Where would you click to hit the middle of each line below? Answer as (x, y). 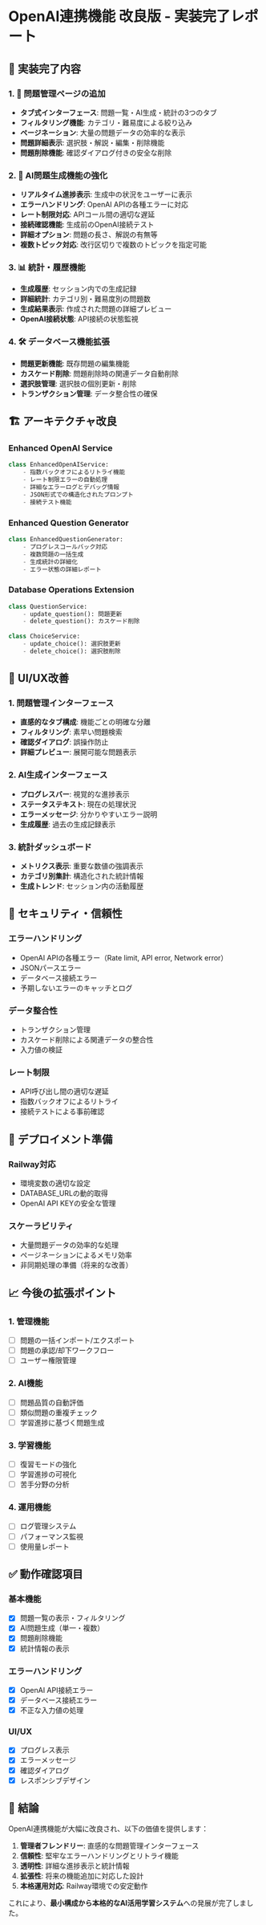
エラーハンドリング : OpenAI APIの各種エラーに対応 (104, 205)
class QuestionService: (48, 606)
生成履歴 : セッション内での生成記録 (78, 289)
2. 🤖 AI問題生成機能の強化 (58, 175)
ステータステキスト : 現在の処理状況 (78, 804)
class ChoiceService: (44, 636)
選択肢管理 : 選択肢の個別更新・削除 (78, 383)
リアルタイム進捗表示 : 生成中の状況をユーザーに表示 (106, 194)
